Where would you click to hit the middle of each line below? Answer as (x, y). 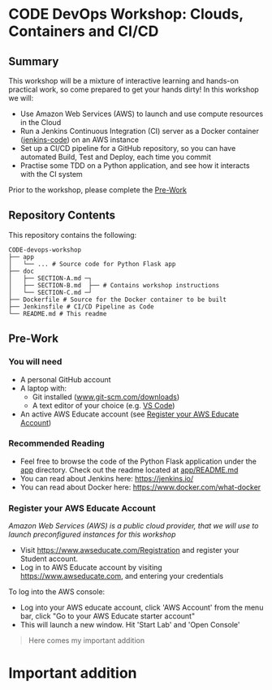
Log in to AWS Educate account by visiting (91, 567)
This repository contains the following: (73, 235)
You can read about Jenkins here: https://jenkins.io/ (107, 478)
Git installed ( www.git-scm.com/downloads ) (106, 397)
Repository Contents (62, 216)
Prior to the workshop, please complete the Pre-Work (97, 190)
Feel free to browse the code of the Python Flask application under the (138, 461)
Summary (34, 61)
